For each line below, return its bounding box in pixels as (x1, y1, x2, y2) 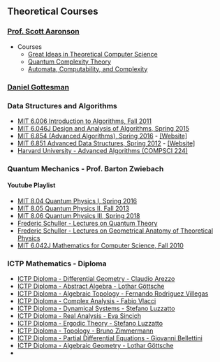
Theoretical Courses (7, 6, 98, 17)
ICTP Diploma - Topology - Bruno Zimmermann (17, 326, 154, 335)
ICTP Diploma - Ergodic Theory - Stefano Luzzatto (17, 319, 163, 328)
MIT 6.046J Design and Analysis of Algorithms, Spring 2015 (17, 124, 190, 132)
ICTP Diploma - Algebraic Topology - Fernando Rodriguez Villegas (17, 289, 209, 298)
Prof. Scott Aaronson (7, 27, 80, 36)
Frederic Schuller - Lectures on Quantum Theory (17, 219, 158, 228)
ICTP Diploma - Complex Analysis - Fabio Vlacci (17, 297, 156, 305)
